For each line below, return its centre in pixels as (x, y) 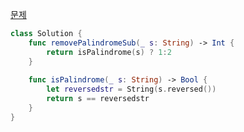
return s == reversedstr (98, 99)
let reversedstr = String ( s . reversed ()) (131, 89)
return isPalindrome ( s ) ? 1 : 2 (109, 52)
